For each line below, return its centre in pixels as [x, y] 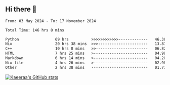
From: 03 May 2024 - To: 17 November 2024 [51, 21]
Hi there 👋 [21, 9]
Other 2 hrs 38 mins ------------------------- [77, 67]
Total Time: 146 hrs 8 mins [35, 30]
